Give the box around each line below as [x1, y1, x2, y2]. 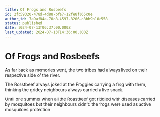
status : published [5, 20, 42, 26]
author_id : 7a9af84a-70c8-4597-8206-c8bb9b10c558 [5, 16, 108, 21]
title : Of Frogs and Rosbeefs [5, 7, 67, 12]
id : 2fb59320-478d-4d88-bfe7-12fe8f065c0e [5, 12, 93, 17]
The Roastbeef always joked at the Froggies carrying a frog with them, [5, 81, 147, 87]
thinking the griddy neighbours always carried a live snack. [5, 86, 124, 93]
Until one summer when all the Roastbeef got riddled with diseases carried [5, 96, 155, 102]
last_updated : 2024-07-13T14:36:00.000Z [5, 30, 89, 35]
